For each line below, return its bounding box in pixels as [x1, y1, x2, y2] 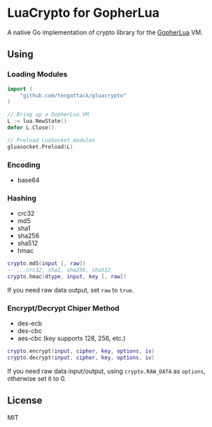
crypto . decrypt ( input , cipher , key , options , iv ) [7, 354, 155, 362]
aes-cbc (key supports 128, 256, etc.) [17, 334, 126, 343]
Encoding [7, 160, 41, 170]
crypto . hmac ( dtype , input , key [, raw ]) [7, 273, 127, 280]
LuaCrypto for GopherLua [7, 5, 160, 21]
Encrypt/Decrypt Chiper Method [7, 303, 120, 313]
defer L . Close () [7, 124, 55, 131]
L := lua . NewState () [7, 118, 68, 125]
